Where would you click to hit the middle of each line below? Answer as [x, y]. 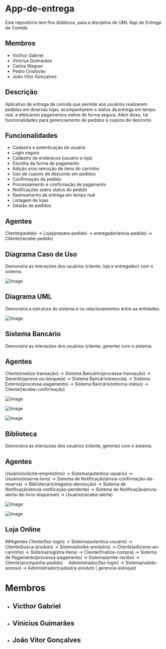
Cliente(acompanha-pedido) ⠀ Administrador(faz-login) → [65, 562]
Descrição [21, 92]
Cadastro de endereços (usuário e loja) [52, 158]
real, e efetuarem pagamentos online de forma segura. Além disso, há [77, 114]
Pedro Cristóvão [29, 71]
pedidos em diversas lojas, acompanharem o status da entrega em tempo [80, 109]
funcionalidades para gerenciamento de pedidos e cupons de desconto [78, 120]
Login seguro [26, 153]
